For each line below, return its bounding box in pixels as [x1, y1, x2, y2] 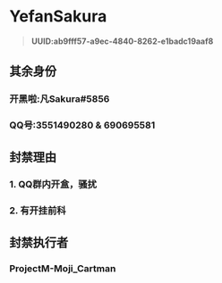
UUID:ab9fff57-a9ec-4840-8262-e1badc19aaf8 [30, 36, 214, 46]
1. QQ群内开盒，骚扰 [9, 179, 97, 191]
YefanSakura [9, 6, 107, 27]
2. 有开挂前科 [9, 204, 66, 217]
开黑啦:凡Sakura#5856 [9, 93, 110, 105]
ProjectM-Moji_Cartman [9, 262, 116, 274]
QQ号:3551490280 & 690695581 [9, 119, 156, 131]
